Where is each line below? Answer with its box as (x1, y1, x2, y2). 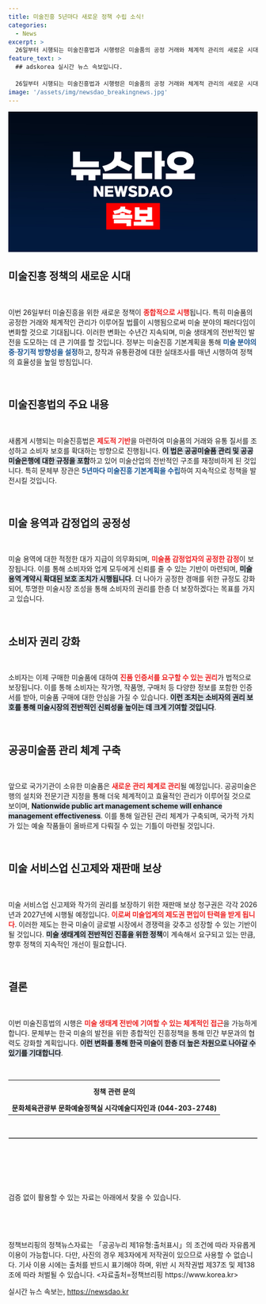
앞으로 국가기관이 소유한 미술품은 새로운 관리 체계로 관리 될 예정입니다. (8, 782, 223, 791)
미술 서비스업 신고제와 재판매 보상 (8, 862, 162, 875)
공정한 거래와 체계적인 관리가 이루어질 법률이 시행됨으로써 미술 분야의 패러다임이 (8, 317, 256, 327)
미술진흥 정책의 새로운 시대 (8, 270, 131, 283)
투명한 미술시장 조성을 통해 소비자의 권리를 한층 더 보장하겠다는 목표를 (25, 584, 241, 594)
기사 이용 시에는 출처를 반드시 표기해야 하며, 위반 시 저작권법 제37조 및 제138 (18, 1260, 256, 1269)
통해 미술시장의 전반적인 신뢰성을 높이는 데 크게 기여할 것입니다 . (22, 702, 217, 712)
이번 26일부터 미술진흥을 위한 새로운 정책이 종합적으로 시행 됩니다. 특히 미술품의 (8, 307, 253, 317)
